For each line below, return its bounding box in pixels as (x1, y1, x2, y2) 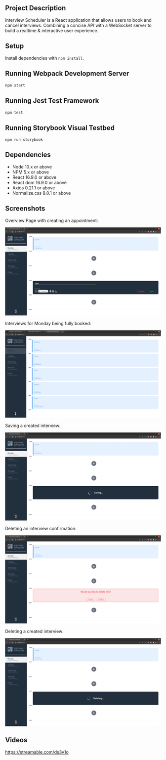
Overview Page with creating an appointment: (5, 217, 98, 223)
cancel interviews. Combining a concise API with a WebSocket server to (5, 22, 152, 28)
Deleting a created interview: (5, 629, 64, 634)
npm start (5, 83, 26, 88)
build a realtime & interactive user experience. (5, 27, 99, 34)
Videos (5, 736, 28, 744)
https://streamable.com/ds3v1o (5, 749, 69, 755)
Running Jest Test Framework (5, 96, 99, 105)
